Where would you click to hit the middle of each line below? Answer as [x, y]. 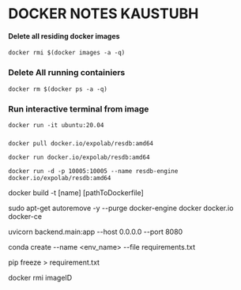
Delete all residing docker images [64, 36]
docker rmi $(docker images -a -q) [67, 53]
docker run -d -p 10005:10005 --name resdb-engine [93, 171]
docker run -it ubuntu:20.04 [56, 125]
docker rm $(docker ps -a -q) [58, 89]
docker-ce [25, 216]
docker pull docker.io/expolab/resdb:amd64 [81, 143]
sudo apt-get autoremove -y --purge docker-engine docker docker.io [121, 208]
